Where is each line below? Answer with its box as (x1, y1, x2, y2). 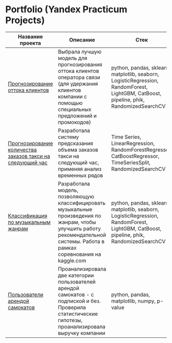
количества (8, 146, 37, 153)
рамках (58, 244, 77, 251)
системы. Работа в (58, 237, 105, 245)
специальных (58, 106, 92, 113)
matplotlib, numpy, (111, 297, 156, 305)
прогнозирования (58, 60, 102, 68)
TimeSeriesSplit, (111, 159, 151, 166)
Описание (69, 36, 95, 43)
